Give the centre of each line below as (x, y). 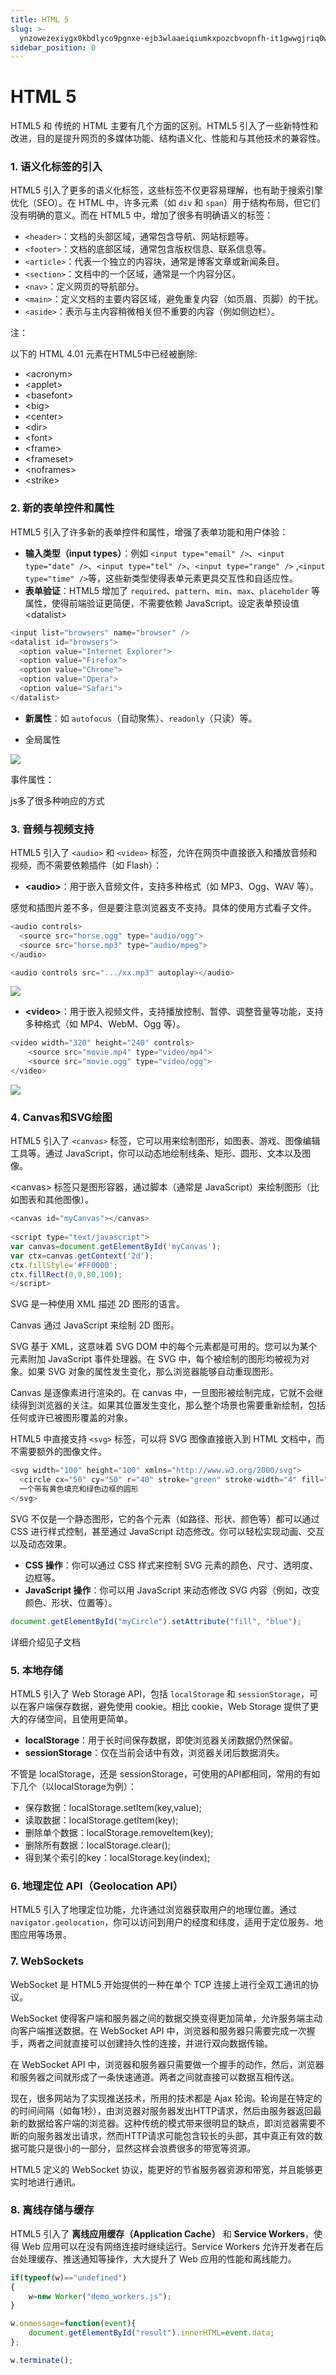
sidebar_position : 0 (53, 47)
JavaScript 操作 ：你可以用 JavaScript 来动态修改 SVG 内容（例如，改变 (172, 1590)
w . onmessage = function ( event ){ (73, 2324)
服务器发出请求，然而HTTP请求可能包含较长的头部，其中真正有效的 (175, 2135)
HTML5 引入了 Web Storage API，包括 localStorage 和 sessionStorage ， (160, 1693)
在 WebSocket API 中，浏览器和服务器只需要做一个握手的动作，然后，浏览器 (167, 2064)
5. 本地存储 (37, 1670)
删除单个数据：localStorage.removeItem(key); (119, 1832)
